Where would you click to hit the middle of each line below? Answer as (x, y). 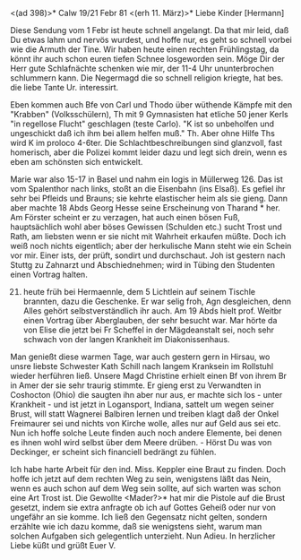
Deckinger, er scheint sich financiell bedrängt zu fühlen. (113, 452)
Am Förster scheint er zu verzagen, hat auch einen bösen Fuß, (125, 217)
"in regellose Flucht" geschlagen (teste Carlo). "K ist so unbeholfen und (142, 124)
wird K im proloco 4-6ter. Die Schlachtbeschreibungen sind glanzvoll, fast (146, 143)
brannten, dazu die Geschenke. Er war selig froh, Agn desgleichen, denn (157, 301)
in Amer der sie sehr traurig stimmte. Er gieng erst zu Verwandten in (136, 385)
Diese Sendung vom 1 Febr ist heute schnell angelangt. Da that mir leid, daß (150, 30)
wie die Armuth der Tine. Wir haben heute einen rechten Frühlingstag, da (145, 49)
